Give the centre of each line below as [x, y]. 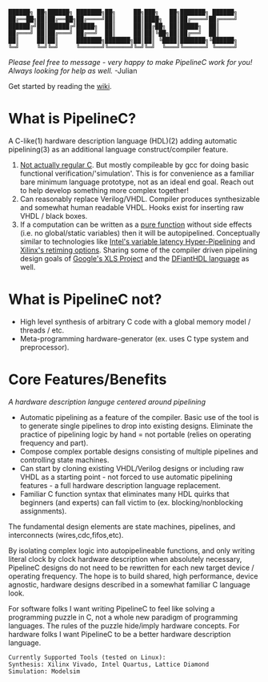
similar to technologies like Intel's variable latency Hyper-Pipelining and [138, 241]
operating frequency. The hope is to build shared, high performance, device [133, 576]
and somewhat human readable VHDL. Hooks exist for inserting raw [132, 207]
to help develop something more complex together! [104, 190]
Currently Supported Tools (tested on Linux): [87, 657]
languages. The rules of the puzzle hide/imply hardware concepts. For [124, 625]
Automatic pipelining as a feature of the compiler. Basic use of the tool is [139, 417]
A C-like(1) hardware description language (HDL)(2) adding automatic [123, 140]
